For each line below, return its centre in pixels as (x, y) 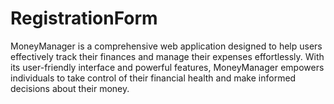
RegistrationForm (84, 18)
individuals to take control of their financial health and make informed (153, 78)
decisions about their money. (70, 88)
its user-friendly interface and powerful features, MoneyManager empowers (167, 67)
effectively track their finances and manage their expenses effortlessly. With (167, 56)
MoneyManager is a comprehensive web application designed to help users (166, 46)
